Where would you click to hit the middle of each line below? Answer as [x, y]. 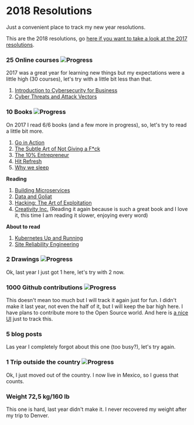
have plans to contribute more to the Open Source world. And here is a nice [97, 313]
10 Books [19, 112]
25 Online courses [33, 60]
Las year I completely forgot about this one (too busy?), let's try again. [91, 347]
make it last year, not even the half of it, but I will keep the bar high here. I [95, 306]
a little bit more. [25, 131]
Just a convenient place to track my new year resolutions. [76, 27]
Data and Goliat [33, 196]
